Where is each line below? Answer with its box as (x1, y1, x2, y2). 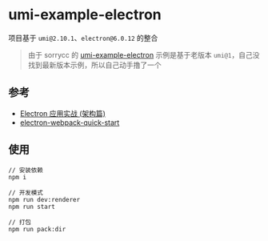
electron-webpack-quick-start (19, 118, 120, 127)
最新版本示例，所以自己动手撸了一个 (42, 60, 162, 70)
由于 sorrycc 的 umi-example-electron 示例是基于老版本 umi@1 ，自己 (27, 50, 254, 59)
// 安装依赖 (8, 166, 44, 174)
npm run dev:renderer (8, 195, 81, 203)
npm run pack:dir (8, 225, 66, 233)
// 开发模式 (8, 188, 44, 197)
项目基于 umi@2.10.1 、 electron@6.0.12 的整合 (8, 33, 158, 42)
